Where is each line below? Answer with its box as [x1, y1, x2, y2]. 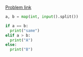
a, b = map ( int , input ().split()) [5, 14, 79, 19]
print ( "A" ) [10, 38, 33, 43]
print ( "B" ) [10, 47, 33, 52]
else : [5, 42, 17, 47]
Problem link [5, 5, 32, 10]
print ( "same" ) [10, 28, 40, 33]
